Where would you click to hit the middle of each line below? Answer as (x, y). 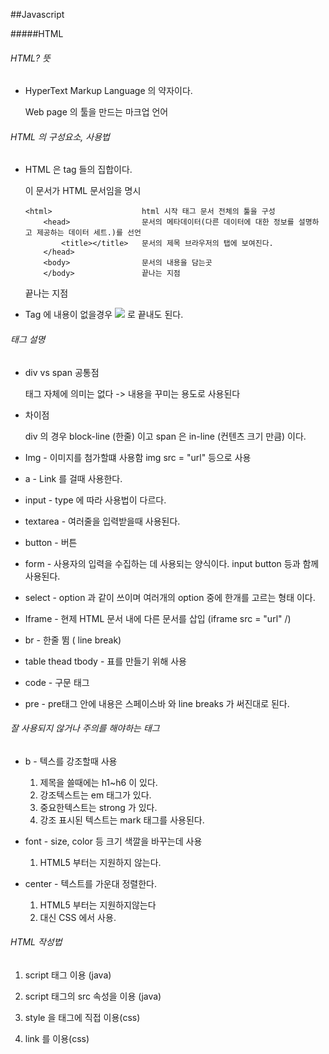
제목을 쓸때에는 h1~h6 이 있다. (98, 782)
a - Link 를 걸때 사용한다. (73, 478)
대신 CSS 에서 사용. (78, 917)
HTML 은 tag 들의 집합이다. (78, 170)
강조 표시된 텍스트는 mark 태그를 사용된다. (122, 820)
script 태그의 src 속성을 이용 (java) (93, 996)
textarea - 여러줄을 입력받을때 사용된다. (102, 521)
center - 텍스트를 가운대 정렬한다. (91, 883)
